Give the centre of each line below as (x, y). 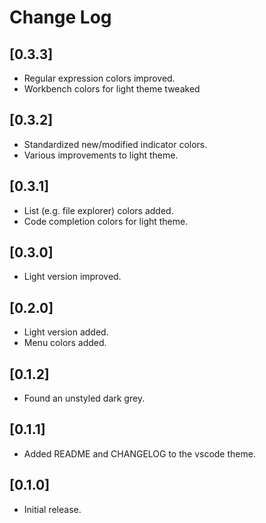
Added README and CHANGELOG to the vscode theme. (139, 453)
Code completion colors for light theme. (106, 221)
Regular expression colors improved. (99, 78)
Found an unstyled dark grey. (84, 398)
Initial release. (52, 509)
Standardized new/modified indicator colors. (115, 144)
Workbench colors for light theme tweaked (112, 89)
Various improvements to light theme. (101, 155)
